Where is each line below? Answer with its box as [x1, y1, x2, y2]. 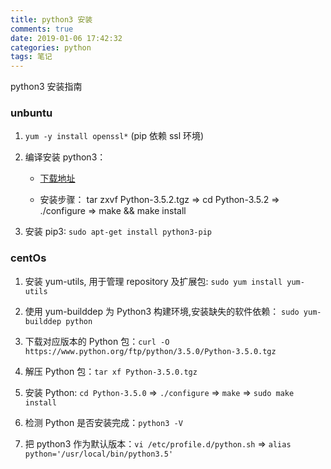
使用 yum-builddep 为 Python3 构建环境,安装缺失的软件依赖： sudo [24, 305, 300, 317]
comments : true [10, 24, 74, 34]
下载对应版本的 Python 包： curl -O [24, 335, 170, 347]
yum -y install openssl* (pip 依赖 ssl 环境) [24, 130, 205, 142]
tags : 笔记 [10, 52, 53, 62]
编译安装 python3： [24, 151, 107, 163]
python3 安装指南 [10, 81, 83, 93]
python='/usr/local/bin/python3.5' [24, 449, 174, 459]
